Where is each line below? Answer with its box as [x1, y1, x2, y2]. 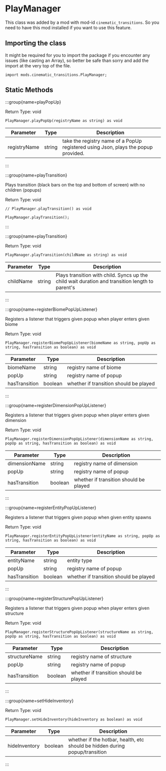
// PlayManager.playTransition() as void [5, 206, 92, 211]
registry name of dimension [74, 460, 138, 467]
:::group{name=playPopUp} [5, 99, 61, 105]
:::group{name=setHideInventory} [5, 698, 74, 704]
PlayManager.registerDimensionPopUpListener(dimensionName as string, [5, 436, 154, 441]
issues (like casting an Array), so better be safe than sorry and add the [5, 58, 149, 63]
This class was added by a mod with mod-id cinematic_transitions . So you [5, 19, 160, 25]
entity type [67, 557, 92, 564]
